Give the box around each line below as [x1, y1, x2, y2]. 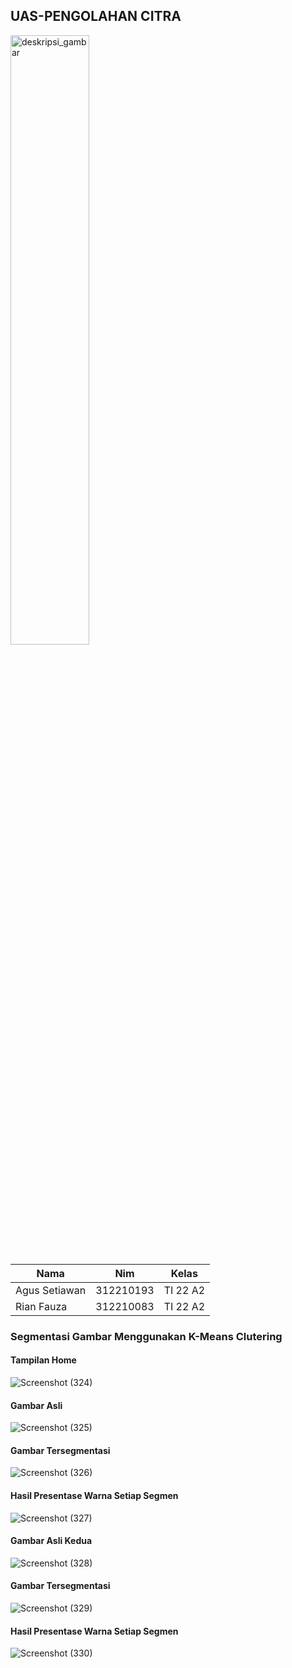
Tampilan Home [10, 1354, 77, 1366]
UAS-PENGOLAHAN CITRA [10, 8, 182, 25]
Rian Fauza [15, 1299, 68, 1313]
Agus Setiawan [15, 1283, 87, 1297]
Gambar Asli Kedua [10, 1535, 93, 1547]
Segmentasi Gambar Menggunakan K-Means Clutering [10, 1329, 283, 1343]
